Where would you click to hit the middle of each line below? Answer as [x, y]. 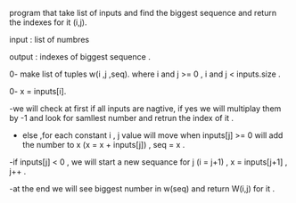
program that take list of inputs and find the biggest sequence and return [143, 13]
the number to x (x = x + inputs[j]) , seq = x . [103, 145]
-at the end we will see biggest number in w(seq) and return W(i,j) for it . [142, 189]
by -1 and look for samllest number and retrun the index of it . [122, 118]
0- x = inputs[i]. [38, 91]
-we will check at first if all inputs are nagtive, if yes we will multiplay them [145, 109]
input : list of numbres [49, 40]
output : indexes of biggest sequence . [80, 57]
